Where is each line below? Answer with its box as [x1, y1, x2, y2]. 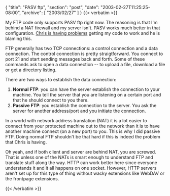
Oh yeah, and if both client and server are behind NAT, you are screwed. [5, 149, 156, 155]
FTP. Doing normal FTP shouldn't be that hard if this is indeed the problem [5, 134, 161, 139]
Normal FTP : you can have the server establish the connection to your [12, 86, 160, 92]
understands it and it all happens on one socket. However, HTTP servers [5, 165, 157, 171]
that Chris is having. [5, 139, 47, 145]
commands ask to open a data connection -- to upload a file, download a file [5, 62, 165, 67]
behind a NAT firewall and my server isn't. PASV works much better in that [5, 25, 160, 31]
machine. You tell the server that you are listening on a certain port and [12, 92, 161, 97]
